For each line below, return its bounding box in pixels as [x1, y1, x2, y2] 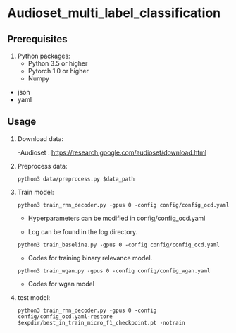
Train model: [17, 188, 54, 196]
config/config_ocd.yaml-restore [17, 313, 113, 320]
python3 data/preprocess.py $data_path [17, 175, 135, 183]
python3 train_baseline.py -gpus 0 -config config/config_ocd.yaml [17, 241, 220, 248]
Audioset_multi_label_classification [7, 5, 221, 21]
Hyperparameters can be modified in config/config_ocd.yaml [27, 214, 206, 222]
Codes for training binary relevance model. [27, 253, 153, 262]
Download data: [17, 134, 64, 143]
